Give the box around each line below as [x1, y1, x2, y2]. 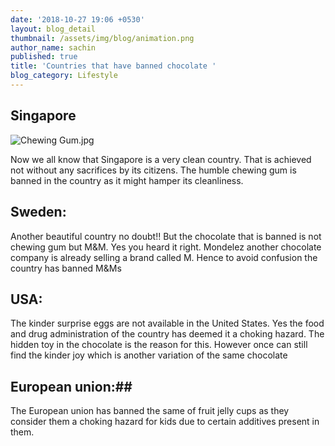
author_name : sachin [10, 42, 97, 53]
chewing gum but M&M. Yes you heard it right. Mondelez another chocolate [10, 241, 322, 253]
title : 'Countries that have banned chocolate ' [10, 61, 217, 71]
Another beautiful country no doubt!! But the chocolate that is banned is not [10, 230, 322, 242]
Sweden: [10, 204, 67, 221]
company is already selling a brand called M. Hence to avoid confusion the [10, 251, 318, 263]
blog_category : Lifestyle [10, 71, 118, 81]
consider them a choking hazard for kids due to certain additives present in [10, 416, 320, 428]
